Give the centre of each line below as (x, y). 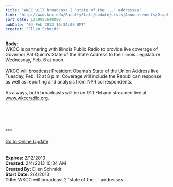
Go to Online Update (27, 142)
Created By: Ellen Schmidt (33, 169)
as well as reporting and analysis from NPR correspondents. (69, 82)
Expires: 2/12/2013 (25, 158)
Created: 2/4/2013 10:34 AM (36, 163)
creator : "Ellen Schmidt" (33, 29)
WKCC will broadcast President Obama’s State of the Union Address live (82, 71)
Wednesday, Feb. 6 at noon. (35, 60)
